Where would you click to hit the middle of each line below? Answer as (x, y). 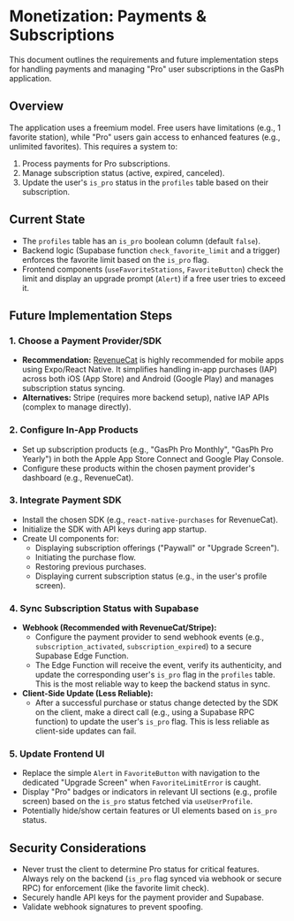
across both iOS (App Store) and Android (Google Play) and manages (148, 379)
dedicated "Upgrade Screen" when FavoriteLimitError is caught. (141, 783)
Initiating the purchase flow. (86, 557)
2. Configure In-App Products (74, 430)
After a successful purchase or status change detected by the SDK (157, 703)
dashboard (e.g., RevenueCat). (78, 477)
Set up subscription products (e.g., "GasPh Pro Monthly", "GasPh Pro (147, 449)
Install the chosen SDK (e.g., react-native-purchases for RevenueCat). (150, 519)
